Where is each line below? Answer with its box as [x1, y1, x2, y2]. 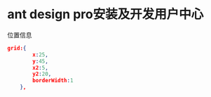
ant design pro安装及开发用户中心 [7, 6, 204, 22]
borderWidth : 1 [32, 77, 74, 84]
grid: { [7, 45, 27, 52]
